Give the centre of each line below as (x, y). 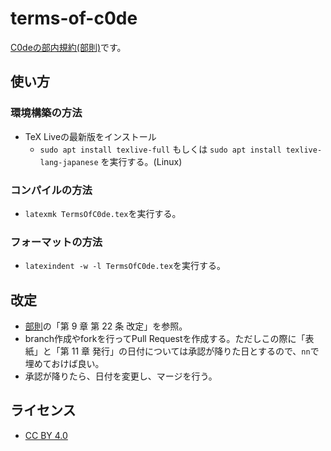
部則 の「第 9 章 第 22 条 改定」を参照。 (106, 326)
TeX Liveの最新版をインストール (90, 136)
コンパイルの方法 (51, 190)
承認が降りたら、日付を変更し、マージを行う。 (121, 376)
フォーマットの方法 (56, 242)
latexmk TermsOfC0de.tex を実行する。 (103, 213)
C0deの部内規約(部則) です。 (68, 47)
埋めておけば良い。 (64, 364)
